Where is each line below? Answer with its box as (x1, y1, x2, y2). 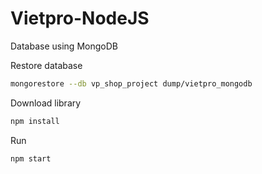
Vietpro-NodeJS (10, 7, 150, 30)
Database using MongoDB (10, 40, 118, 52)
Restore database (10, 59, 83, 71)
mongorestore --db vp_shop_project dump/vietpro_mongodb (10, 78, 253, 89)
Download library (10, 97, 82, 109)
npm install (10, 116, 60, 126)
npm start (10, 153, 52, 164)
